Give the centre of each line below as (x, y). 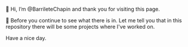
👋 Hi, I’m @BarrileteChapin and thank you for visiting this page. (83, 9)
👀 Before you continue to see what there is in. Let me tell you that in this (94, 20)
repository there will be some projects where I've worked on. (80, 27)
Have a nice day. (26, 38)
